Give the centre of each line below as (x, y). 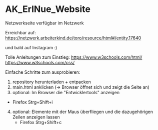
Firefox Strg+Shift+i (32, 102)
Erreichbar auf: (20, 32)
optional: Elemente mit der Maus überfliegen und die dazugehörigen (83, 112)
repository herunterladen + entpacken (52, 82)
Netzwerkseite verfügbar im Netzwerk (44, 23)
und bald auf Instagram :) (31, 47)
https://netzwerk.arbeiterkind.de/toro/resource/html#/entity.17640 (73, 38)
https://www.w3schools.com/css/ (40, 62)
